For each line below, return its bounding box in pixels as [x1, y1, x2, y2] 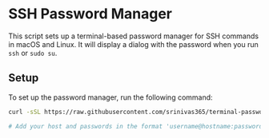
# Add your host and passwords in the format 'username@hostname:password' [8, 122, 267, 130]
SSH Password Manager [8, 5, 173, 23]
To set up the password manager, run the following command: [8, 93, 214, 102]
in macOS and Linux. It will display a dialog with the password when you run [8, 39, 259, 49]
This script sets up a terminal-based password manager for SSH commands [8, 31, 259, 41]
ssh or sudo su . [8, 48, 58, 57]
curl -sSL [8, 108, 42, 116]
